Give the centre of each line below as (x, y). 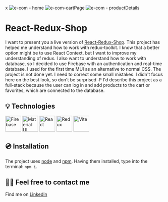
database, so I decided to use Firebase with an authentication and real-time (84, 64)
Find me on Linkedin (26, 194)
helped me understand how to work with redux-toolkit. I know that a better (82, 47)
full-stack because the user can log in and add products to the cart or (78, 85)
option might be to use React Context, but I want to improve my (71, 53)
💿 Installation (27, 146)
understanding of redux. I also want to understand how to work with (76, 58)
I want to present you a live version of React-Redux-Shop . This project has (83, 42)
